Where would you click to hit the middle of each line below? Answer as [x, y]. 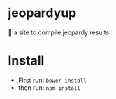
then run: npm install [49, 87]
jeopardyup [42, 13]
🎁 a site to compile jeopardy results [59, 32]
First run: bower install [52, 80]
